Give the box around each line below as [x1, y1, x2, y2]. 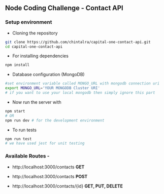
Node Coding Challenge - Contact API [5, 4, 124, 12]
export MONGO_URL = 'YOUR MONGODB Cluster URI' [5, 86, 100, 91]
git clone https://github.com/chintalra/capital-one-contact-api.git [5, 39, 151, 44]
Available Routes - [5, 153, 50, 159]
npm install [5, 63, 30, 68]
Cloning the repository [12, 30, 58, 36]
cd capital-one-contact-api [5, 44, 63, 49]
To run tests [12, 127, 37, 133]
